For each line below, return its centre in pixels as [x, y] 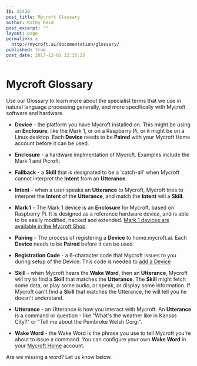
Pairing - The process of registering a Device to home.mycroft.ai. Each [101, 237]
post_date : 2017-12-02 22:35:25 [46, 55]
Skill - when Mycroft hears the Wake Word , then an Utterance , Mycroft [101, 273]
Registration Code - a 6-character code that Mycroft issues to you [95, 255]
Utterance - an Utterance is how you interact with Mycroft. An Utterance [103, 309]
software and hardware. [35, 113]
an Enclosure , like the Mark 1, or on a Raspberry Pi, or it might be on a [99, 130]
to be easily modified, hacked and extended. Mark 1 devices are [92, 220]
